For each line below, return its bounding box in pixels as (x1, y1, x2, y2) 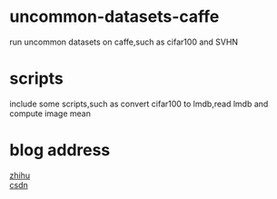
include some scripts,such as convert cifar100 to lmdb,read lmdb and (9, 98, 269, 109)
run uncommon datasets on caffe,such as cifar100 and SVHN (9, 36, 239, 47)
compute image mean (9, 107, 91, 119)
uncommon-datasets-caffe (9, 6, 220, 27)
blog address (9, 140, 111, 161)
